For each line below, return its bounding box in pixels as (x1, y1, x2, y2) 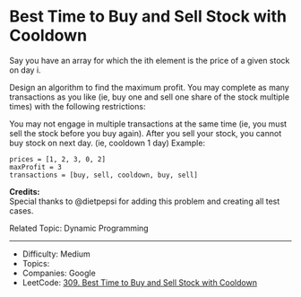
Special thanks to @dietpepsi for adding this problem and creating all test (9, 196, 280, 206)
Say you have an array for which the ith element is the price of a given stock (9, 55, 290, 66)
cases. (9, 205, 34, 216)
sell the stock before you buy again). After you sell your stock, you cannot (9, 127, 282, 138)
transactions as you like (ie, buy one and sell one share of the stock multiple (9, 92, 289, 102)
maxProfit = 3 (9, 162, 63, 171)
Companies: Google (21, 267, 96, 278)
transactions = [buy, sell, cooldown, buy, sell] (9, 170, 199, 179)
